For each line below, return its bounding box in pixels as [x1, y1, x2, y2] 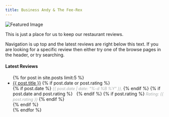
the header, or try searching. [5, 52, 65, 58]
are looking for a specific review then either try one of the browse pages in [5, 46, 161, 52]
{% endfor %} [12, 107, 42, 113]
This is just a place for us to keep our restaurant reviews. [5, 31, 124, 37]
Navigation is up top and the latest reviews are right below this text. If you [5, 41, 158, 47]
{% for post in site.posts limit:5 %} [12, 74, 85, 81]
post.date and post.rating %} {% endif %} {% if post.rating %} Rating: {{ [12, 91, 164, 97]
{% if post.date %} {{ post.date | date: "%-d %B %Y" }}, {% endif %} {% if [12, 85, 161, 91]
